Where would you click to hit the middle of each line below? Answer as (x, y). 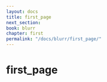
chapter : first (25, 34)
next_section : (24, 22)
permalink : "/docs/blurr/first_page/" (54, 39)
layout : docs (22, 12)
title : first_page (29, 17)
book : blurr (21, 28)
